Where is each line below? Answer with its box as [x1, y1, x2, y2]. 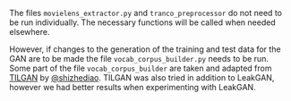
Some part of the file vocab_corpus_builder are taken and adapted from [9, 63, 272, 73]
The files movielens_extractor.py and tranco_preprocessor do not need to [9, 8, 282, 18]
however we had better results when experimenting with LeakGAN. [9, 82, 257, 92]
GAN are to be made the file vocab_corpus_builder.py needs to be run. [9, 54, 269, 63]
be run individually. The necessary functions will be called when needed [9, 17, 276, 28]
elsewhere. [9, 27, 50, 37]
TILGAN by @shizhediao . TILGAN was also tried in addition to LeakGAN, [9, 72, 275, 83]
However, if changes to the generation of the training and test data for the [9, 44, 281, 55]
